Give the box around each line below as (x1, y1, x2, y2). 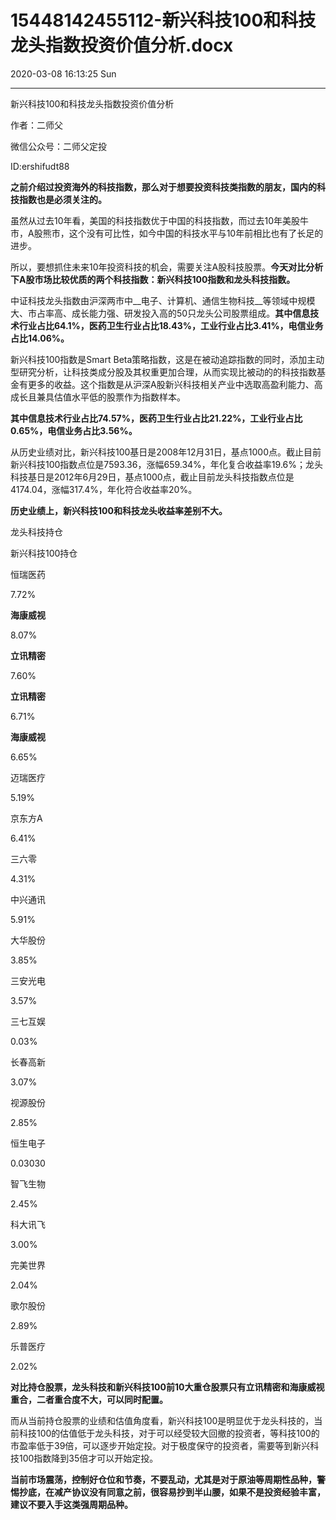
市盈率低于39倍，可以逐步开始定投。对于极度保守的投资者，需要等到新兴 (10, 1439, 311, 1451)
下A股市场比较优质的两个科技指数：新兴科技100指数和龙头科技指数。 (10, 273, 296, 285)
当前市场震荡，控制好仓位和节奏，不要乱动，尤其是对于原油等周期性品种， (10, 1473, 317, 1485)
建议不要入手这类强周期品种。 (10, 1498, 133, 1510)
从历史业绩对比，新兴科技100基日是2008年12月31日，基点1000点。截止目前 (10, 446, 322, 458)
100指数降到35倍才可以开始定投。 (18, 1452, 159, 1464)
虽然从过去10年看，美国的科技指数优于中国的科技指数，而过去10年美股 (10, 214, 301, 226)
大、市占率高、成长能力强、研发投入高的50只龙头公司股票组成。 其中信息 (10, 307, 311, 319)
